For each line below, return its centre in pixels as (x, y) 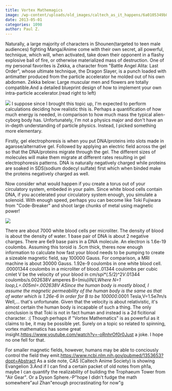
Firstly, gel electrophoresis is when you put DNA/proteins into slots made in (85, 141)
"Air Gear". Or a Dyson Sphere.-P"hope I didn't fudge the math (71, 377)
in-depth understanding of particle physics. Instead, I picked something (81, 126)
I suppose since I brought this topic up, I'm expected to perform (79, 104)
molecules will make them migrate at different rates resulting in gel (76, 157)
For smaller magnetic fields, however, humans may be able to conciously (82, 350)
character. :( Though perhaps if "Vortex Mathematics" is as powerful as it (82, 318)
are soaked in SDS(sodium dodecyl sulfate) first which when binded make (83, 168)
